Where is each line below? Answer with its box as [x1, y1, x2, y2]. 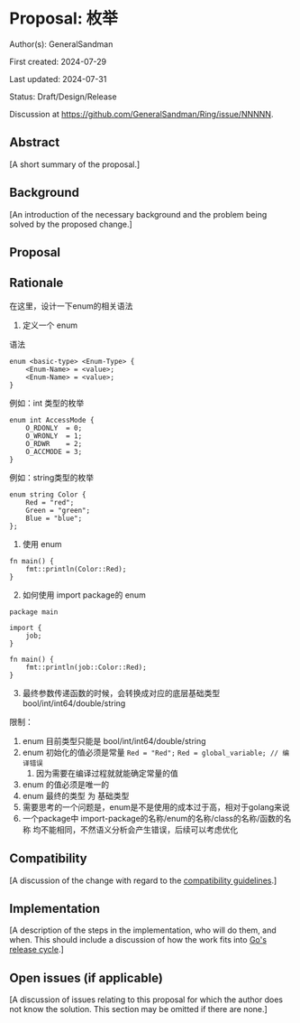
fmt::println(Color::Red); [25, 564, 127, 573]
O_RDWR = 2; [25, 439, 83, 448]
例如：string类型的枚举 [9, 471, 95, 483]
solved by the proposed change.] [9, 219, 132, 229]
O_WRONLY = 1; [25, 431, 83, 441]
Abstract [9, 135, 60, 150]
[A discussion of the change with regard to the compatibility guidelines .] [9, 875, 277, 886]
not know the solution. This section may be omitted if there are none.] [9, 1004, 268, 1015]
